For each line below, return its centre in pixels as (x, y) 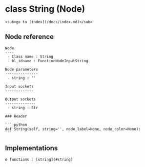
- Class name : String (30, 56)
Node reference (30, 37)
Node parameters (21, 69)
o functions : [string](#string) (39, 159)
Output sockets (21, 99)
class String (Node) (45, 9)
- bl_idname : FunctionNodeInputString (48, 61)
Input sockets (20, 86)
